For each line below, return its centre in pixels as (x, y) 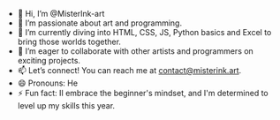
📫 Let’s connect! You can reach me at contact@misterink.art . (129, 70)
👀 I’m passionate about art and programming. (100, 23)
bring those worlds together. (69, 41)
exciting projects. (49, 60)
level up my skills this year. (66, 105)
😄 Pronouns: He (47, 83)
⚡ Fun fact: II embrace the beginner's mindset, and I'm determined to (143, 93)
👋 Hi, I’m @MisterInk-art (61, 14)
